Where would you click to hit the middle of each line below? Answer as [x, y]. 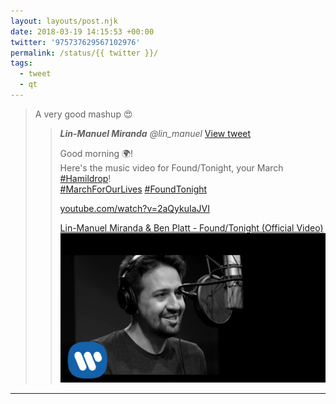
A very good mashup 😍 [83, 114]
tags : [21, 63]
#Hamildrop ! [85, 178]
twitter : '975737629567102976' [75, 42]
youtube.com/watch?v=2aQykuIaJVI [134, 208]
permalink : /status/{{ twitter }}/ [84, 53]
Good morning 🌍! [96, 153]
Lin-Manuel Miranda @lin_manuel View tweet [155, 133]
